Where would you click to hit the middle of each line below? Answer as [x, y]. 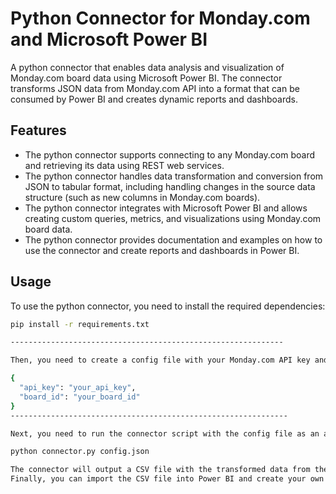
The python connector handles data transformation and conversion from [174, 176]
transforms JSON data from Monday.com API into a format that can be [155, 88]
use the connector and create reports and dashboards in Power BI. [162, 250]
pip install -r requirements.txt [80, 324]
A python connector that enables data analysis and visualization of [147, 67]
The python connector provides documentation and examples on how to [173, 239]
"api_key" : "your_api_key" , [78, 388]
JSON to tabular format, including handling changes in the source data [170, 186]
